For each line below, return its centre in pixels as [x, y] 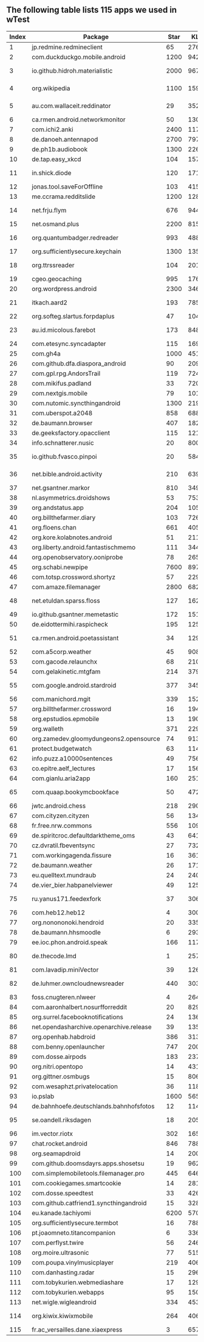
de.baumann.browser [62, 423]
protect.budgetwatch [62, 748]
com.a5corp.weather [62, 651]
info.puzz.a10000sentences [72, 758]
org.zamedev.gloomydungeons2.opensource [96, 739]
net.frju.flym [49, 210]
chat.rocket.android [60, 1143]
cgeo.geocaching [57, 279]
